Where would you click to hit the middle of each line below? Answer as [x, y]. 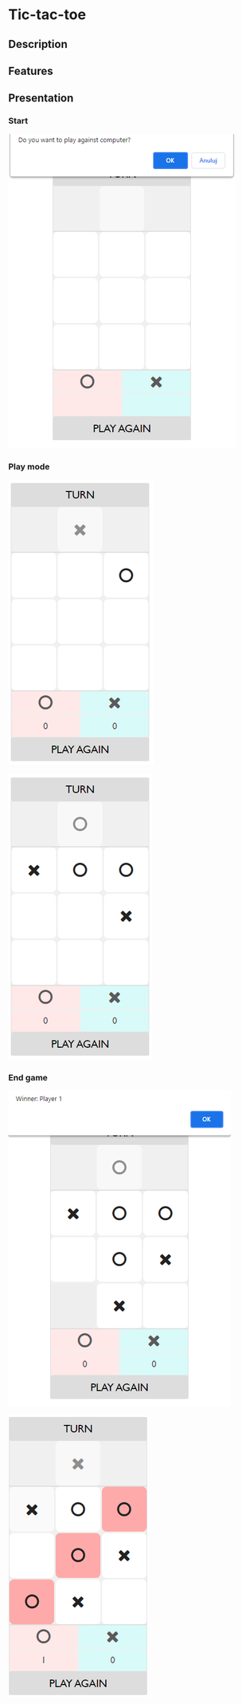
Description [38, 44]
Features [31, 71]
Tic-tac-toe [47, 15]
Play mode [29, 466]
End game [28, 1077]
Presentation [41, 98]
